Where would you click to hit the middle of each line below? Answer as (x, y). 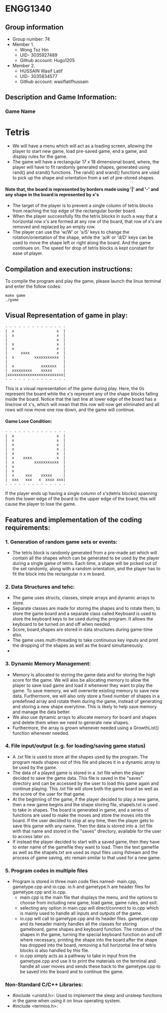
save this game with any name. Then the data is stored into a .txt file (83, 826)
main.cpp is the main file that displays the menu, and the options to (89, 898)
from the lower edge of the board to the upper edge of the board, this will (81, 499)
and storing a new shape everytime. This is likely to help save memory (84, 706)
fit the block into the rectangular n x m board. (59, 574)
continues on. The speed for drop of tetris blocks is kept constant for (83, 248)
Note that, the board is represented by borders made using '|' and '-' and (82, 189)
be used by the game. (35, 767)
